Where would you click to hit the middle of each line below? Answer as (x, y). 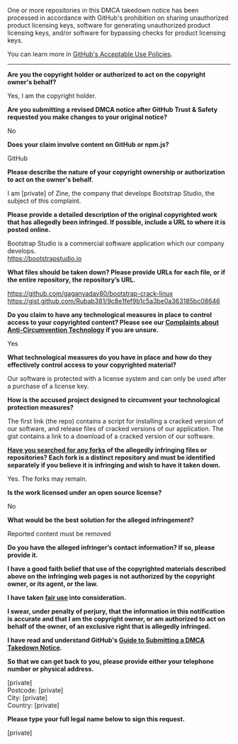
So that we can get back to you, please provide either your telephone (111, 661)
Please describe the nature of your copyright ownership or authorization (116, 172)
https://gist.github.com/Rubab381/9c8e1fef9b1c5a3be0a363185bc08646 (114, 301)
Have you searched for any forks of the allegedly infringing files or (107, 450)
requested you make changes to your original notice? (87, 117)
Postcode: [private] (35, 690)
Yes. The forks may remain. (47, 479)
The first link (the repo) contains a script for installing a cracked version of (116, 421)
